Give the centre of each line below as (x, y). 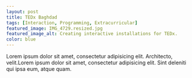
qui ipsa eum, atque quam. (39, 69)
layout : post (22, 12)
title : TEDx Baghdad (32, 17)
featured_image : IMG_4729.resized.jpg (54, 28)
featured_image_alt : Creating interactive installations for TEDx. (92, 34)
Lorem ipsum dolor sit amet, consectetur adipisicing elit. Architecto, (89, 56)
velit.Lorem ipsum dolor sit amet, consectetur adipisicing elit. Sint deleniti (96, 63)
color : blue (21, 39)
